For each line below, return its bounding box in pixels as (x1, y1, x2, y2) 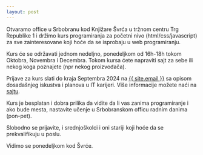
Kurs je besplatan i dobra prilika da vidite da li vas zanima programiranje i (6, 99, 189, 107)
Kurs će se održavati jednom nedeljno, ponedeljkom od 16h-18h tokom (6, 50, 182, 58)
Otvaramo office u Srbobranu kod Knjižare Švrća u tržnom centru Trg (6, 25, 179, 33)
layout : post (6, 8, 39, 15)
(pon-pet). (6, 112, 32, 119)
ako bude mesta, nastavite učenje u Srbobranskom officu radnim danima (6, 105, 188, 113)
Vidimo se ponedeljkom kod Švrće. (6, 142, 93, 149)
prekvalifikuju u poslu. (6, 130, 62, 137)
